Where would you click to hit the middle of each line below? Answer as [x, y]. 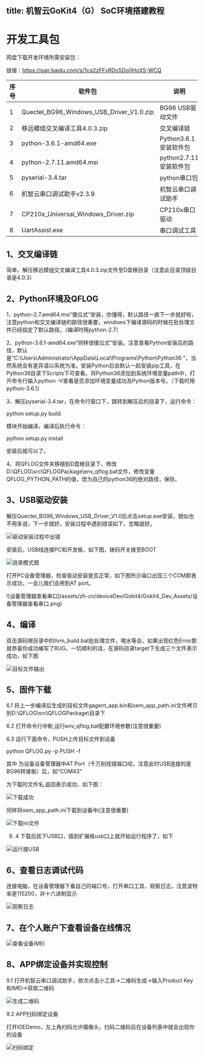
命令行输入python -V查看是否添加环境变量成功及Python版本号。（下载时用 [103, 380]
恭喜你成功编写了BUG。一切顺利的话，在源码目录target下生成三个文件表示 [104, 648]
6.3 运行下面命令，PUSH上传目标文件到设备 [61, 739]
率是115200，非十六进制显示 [42, 894]
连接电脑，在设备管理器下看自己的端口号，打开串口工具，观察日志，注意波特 [102, 886]
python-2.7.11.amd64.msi [60, 162]
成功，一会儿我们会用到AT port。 [53, 583]
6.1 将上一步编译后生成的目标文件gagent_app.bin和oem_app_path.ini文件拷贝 [102, 705]
